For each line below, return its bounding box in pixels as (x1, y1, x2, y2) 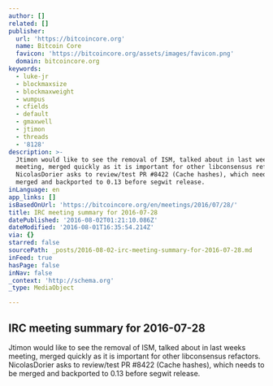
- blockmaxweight (15, 87, 75, 96)
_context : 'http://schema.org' (8, 276, 115, 284)
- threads (15, 132, 49, 141)
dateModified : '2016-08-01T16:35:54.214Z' (8, 223, 154, 232)
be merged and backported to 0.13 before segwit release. (8, 368, 201, 378)
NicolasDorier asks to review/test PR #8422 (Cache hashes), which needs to (8, 359, 265, 370)
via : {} (8, 231, 35, 240)
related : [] (8, 20, 49, 28)
